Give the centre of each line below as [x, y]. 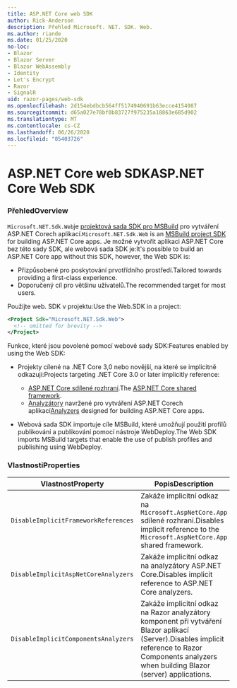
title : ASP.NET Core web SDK [50, 14]
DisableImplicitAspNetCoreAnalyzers [72, 574]
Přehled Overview [38, 211]
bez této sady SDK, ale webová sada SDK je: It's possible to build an [105, 249]
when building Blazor [175, 665]
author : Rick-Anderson [41, 21]
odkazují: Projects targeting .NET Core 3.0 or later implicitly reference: [119, 375]
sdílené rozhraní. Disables [182, 520]
